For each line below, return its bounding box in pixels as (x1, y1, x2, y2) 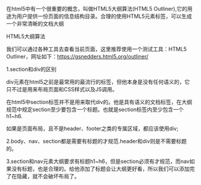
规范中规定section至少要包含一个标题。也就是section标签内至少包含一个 (6, 106, 184, 113)
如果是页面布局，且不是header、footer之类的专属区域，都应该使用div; (6, 125, 178, 132)
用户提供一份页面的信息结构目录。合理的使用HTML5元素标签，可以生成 (16, 13, 193, 20)
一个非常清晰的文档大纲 (6, 20, 64, 27)
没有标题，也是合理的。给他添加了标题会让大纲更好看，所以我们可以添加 (11, 165, 190, 172)
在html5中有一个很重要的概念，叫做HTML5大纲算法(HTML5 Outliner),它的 (6, 5, 187, 12)
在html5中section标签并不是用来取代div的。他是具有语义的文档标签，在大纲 (6, 98, 193, 106)
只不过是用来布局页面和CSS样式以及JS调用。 (6, 86, 118, 92)
